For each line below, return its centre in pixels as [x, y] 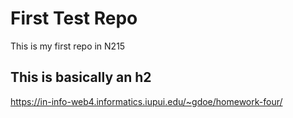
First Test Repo [74, 18]
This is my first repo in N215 [68, 46]
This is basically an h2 [81, 77]
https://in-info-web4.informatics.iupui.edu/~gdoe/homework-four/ [146, 101]
